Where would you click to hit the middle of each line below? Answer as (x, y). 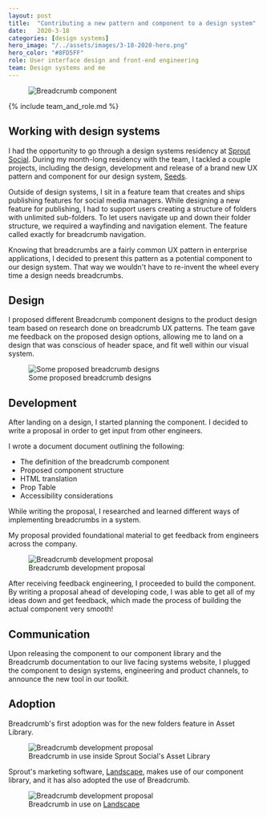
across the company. (43, 544)
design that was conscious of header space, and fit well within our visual (128, 345)
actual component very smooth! (61, 609)
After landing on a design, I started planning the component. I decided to (128, 422)
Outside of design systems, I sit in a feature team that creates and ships (127, 191)
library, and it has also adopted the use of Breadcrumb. (99, 780)
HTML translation (49, 479)
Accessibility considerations (67, 496)
